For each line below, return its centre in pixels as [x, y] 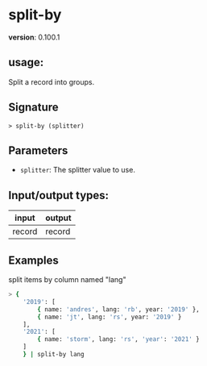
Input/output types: [59, 195]
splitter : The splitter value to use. [77, 170]
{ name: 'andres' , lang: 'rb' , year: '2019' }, [118, 309]
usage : [26, 62]
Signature [33, 108]
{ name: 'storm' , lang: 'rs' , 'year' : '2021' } [118, 339]
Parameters [38, 150]
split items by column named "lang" [67, 279]
